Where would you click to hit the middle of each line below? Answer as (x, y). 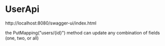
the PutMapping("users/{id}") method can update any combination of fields (83, 32)
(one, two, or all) (22, 38)
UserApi (22, 9)
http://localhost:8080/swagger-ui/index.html (51, 23)
